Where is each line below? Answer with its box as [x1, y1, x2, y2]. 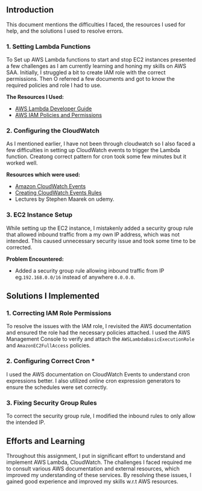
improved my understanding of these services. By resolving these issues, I [6, 471, 192, 478]
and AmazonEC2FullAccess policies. [6, 342, 91, 349]
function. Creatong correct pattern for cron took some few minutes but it [6, 153, 187, 160]
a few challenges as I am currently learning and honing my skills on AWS [6, 63, 187, 70]
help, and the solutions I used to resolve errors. [6, 27, 124, 34]
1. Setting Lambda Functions [6, 42, 91, 51]
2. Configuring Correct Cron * [6, 357, 95, 366]
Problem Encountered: [6, 255, 65, 262]
